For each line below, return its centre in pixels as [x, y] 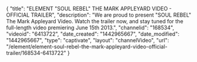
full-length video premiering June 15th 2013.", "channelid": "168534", [90, 27]
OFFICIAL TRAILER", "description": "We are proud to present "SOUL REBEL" [99, 15]
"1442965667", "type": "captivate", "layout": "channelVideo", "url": [88, 40]
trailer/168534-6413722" [36, 53]
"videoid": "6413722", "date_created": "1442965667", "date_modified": [93, 34]
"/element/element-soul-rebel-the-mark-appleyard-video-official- [87, 46]
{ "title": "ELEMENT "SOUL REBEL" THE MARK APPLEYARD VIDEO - [89, 9]
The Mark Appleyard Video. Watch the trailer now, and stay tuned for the [95, 21]
